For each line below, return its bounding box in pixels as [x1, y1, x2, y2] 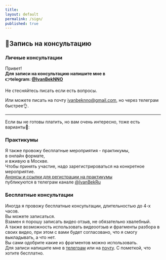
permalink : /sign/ [5, 16, 43, 21]
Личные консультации [5, 54, 63, 61]
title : [5, 7, 19, 12]
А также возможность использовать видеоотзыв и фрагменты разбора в [5, 223, 160, 230]
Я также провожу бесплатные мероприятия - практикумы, [5, 148, 130, 154]
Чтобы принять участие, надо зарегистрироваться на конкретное [5, 164, 145, 170]
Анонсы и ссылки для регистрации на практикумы [5, 174, 113, 180]
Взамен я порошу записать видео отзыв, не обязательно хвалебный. [5, 218, 151, 224]
